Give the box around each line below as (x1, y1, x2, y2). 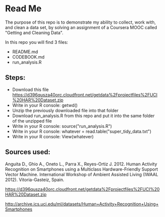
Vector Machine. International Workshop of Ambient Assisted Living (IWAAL (5, 171, 159, 177)
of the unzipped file (12, 118, 52, 124)
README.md (12, 49, 38, 55)
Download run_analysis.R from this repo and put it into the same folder (12, 113, 155, 119)
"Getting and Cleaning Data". (5, 30, 64, 35)
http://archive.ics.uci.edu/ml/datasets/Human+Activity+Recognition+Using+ (5, 201, 159, 207)
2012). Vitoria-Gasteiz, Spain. (5, 177, 65, 183)
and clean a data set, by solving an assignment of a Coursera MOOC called (5, 24, 157, 30)
